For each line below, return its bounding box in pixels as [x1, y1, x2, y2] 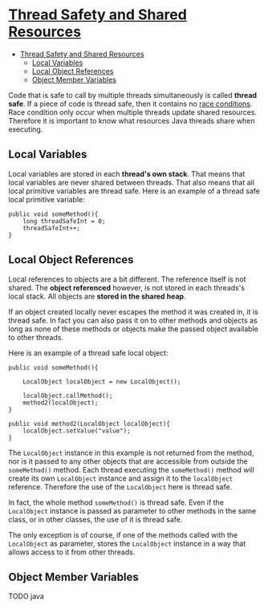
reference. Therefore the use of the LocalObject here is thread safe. [8, 481, 233, 491]
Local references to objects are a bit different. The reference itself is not [8, 274, 246, 284]
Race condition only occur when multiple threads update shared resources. [8, 107, 258, 117]
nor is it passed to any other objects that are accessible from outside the [8, 456, 248, 466]
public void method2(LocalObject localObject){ [8, 420, 171, 428]
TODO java [8, 591, 44, 601]
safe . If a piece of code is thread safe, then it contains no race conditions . [8, 99, 253, 108]
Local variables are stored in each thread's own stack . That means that [8, 168, 246, 178]
